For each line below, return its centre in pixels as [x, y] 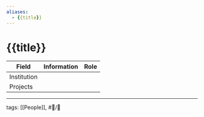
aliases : [17, 12]
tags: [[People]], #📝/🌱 [33, 107]
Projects [21, 87]
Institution [24, 77]
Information [61, 67]
